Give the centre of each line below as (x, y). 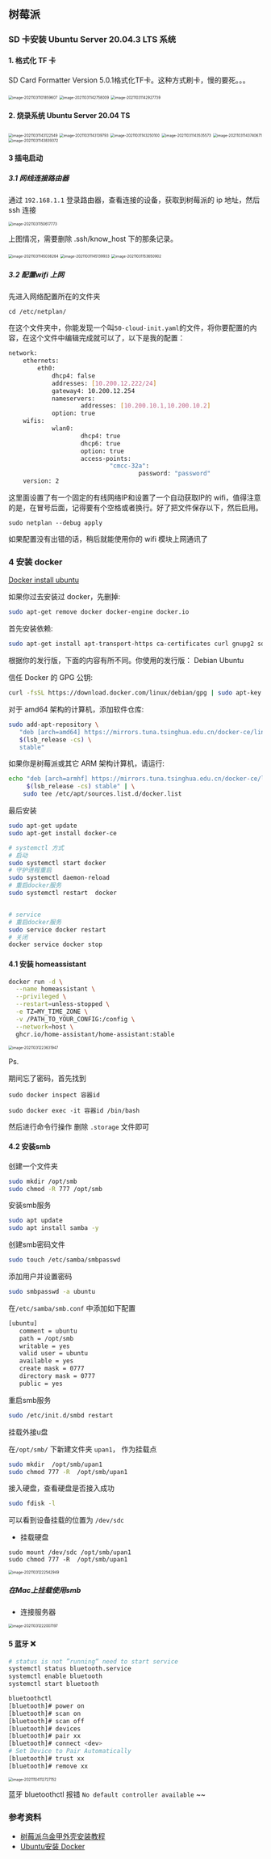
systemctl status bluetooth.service (70, 1669)
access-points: (106, 458)
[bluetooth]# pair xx (45, 1736)
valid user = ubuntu (54, 1354)
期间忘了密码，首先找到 (47, 1078)
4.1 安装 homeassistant (48, 964)
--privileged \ (41, 997)
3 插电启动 (26, 158)
